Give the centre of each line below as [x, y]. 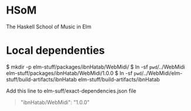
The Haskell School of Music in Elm [49, 27]
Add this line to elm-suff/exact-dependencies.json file [71, 91]
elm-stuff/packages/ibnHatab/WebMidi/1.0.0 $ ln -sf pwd [74, 73]
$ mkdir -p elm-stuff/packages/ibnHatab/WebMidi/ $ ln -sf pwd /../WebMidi [95, 67]
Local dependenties [56, 50]
